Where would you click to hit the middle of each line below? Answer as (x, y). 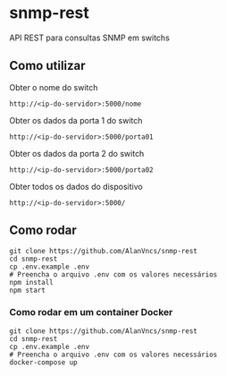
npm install (31, 282)
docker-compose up (43, 362)
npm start (28, 290)
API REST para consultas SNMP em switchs (89, 38)
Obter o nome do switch (54, 87)
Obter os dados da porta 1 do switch (76, 120)
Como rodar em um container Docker (91, 312)
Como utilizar (48, 66)
